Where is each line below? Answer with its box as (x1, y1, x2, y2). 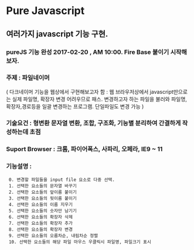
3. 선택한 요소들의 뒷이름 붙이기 (8, 195, 77, 201)
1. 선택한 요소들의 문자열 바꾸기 (8, 183, 77, 189)
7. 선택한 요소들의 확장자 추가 (8, 220, 73, 226)
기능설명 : (6, 162, 32, 170)
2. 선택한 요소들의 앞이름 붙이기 (8, 189, 77, 195)
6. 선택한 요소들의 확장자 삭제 (8, 214, 73, 220)
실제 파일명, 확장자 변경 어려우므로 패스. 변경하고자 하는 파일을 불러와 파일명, (12, 95, 188, 102)
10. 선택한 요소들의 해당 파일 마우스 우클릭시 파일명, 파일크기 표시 (8, 239, 151, 245)
